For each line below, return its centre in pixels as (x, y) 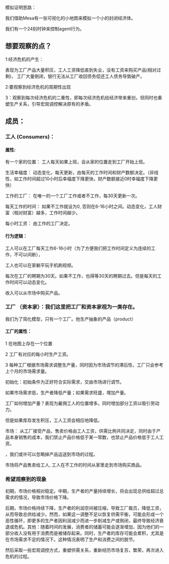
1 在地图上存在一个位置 (29, 344)
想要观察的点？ (28, 46)
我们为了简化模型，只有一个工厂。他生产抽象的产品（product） (71, 319)
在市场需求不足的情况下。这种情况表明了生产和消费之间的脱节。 (71, 539)
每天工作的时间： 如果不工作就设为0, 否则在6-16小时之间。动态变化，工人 (81, 207)
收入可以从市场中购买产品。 (34, 293)
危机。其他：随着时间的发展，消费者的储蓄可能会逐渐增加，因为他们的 (87, 527)
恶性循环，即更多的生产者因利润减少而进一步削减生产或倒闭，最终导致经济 (82, 521)
